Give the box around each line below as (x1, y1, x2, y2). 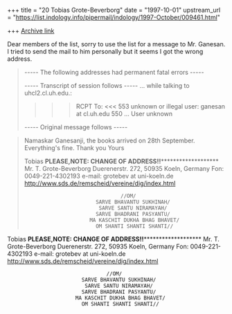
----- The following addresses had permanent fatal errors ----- (24, 68, 204, 76)
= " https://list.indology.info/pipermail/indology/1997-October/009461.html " (7, 13, 220, 21)
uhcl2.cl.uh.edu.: (24, 89, 73, 97)
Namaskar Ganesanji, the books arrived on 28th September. (24, 136, 195, 145)
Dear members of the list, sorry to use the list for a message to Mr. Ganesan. (7, 40, 226, 48)
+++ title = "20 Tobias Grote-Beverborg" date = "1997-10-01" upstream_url (7, 6, 221, 14)
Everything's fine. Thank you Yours (24, 144, 125, 151)
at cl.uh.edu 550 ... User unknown (75, 110, 173, 118)
